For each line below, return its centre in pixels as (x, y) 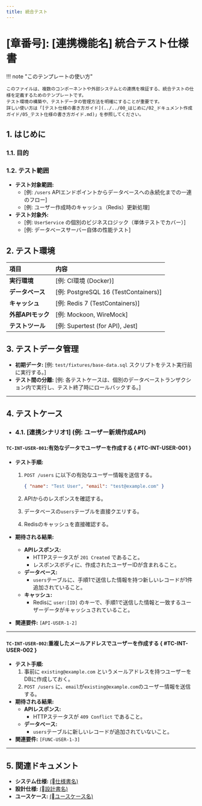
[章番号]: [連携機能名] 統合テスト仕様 (97, 43)
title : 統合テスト (27, 12)
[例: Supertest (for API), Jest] (96, 325)
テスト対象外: (32, 215)
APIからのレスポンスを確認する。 (65, 499)
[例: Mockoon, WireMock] (91, 315)
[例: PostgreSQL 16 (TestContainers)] (109, 292)
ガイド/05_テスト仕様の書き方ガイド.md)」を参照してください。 (75, 114)
